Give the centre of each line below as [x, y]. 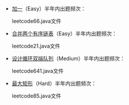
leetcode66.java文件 [36, 21]
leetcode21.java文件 [36, 46]
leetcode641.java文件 [38, 71]
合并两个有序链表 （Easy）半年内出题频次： [64, 33]
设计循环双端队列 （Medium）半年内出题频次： [68, 58]
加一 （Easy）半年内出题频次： [49, 9]
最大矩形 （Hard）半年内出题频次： [54, 83]
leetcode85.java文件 [36, 96]
